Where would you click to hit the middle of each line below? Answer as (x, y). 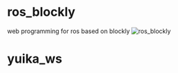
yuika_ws (35, 59)
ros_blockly (41, 12)
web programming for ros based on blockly (69, 31)
